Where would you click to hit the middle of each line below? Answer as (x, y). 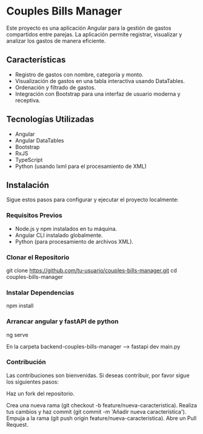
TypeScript (29, 159)
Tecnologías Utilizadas (50, 119)
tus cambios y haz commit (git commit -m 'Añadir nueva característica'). (96, 412)
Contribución (26, 362)
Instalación (28, 185)
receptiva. (28, 100)
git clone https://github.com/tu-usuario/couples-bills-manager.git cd (92, 270)
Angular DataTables (39, 140)
